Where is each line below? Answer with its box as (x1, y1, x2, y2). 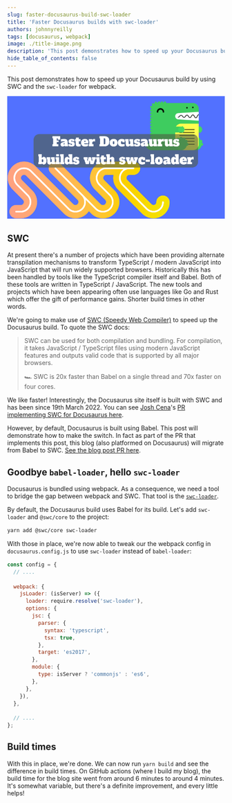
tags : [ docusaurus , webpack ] (7, 33, 91, 40)
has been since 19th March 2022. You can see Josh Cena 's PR (7, 403, 186, 412)
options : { (25, 605, 57, 612)
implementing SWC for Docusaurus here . (7, 411, 124, 419)
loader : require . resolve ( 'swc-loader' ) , (25, 598, 144, 605)
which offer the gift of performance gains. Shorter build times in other (7, 295, 206, 303)
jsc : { (32, 612, 51, 619)
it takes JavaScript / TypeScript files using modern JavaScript (23, 344, 200, 353)
